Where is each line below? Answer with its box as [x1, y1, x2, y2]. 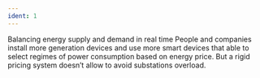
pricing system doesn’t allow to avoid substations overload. [7, 60, 206, 70]
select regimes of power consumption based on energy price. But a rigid [7, 51, 250, 61]
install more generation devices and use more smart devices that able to [7, 42, 249, 53]
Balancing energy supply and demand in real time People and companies [7, 34, 253, 44]
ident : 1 [7, 11, 37, 20]
